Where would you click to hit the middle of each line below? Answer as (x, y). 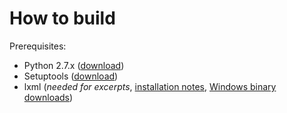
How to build (62, 18)
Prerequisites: (38, 46)
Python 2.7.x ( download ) (74, 65)
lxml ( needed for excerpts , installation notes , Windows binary (150, 86)
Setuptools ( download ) (71, 76)
